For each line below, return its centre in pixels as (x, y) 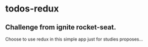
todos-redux (32, 9)
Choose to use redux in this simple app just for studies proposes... (74, 39)
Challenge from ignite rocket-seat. (61, 27)
